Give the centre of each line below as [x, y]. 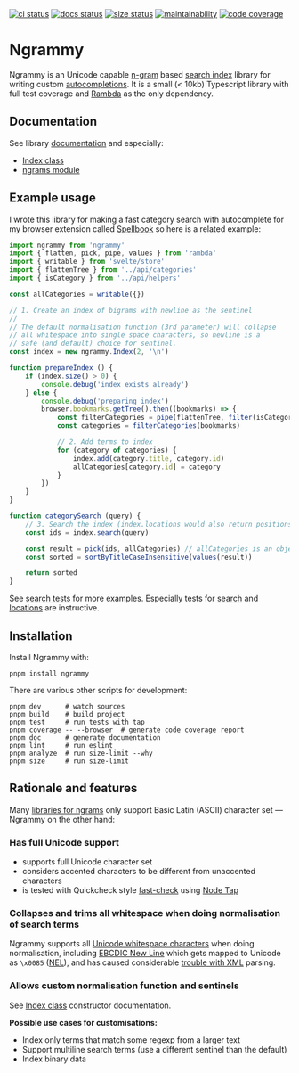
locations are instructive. [54, 608]
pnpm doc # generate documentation [85, 738]
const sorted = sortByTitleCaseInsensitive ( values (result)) [139, 557]
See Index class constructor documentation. [90, 1005]
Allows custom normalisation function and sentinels [124, 986]
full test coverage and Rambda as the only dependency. [111, 94]
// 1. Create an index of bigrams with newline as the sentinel [131, 310]
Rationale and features [73, 788]
